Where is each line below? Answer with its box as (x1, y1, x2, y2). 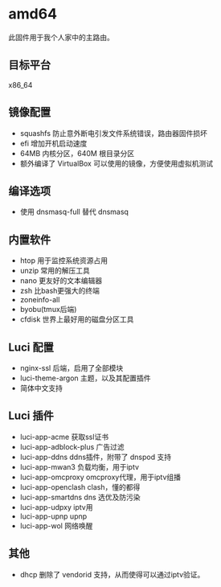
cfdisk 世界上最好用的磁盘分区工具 (19, 314, 134, 324)
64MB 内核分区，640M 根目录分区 (19, 148, 135, 158)
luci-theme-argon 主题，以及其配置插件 (19, 373, 151, 383)
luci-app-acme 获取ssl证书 (19, 432, 109, 441)
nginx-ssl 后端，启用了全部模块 (19, 363, 124, 372)
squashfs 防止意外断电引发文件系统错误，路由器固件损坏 (19, 128, 207, 138)
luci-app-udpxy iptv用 (19, 502, 93, 511)
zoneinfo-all (19, 295, 60, 305)
